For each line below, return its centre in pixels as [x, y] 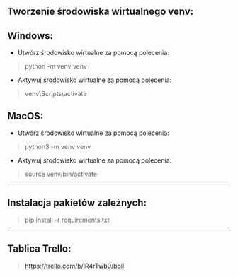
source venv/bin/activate [61, 174]
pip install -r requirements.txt [67, 220]
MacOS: [25, 116]
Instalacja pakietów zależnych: [77, 203]
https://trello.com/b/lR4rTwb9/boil [74, 266]
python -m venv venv [56, 66]
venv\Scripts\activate [56, 94]
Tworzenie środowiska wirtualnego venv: [101, 12]
